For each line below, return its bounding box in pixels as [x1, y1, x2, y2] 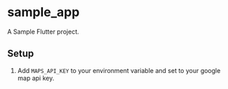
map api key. [17, 74, 55, 82]
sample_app [7, 4, 80, 20]
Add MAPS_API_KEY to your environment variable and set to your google [17, 66, 221, 74]
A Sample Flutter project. [7, 27, 79, 36]
